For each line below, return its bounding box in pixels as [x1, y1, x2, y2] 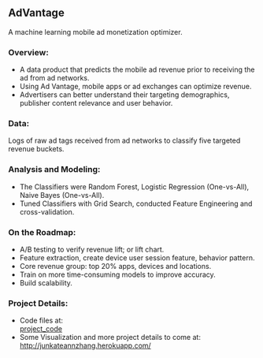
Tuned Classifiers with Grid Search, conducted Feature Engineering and [19, 199, 253, 208]
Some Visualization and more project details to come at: [19, 333, 201, 342]
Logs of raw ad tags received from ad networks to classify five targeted [8, 136, 241, 145]
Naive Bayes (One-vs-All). [19, 190, 105, 200]
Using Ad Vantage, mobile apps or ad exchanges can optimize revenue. [19, 82, 252, 91]
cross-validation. [19, 207, 75, 216]
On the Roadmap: [8, 226, 76, 237]
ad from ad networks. [19, 73, 90, 83]
